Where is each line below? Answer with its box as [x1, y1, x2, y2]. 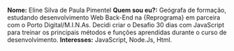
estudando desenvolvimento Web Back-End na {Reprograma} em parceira [7, 13, 221, 22]
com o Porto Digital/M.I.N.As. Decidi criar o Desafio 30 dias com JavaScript [7, 21, 225, 29]
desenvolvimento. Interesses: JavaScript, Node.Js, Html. [7, 36, 173, 44]
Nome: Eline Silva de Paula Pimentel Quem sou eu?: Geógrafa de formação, [7, 6, 227, 14]
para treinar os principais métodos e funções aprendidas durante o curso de [7, 28, 227, 36]
